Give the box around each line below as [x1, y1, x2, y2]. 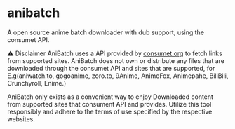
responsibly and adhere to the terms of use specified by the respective [7, 107, 213, 116]
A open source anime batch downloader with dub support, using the [7, 28, 205, 36]
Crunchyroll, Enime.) [7, 79, 67, 87]
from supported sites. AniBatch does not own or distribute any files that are [7, 56, 225, 64]
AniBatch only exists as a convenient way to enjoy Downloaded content [7, 93, 214, 101]
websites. [7, 114, 35, 123]
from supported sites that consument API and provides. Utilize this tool [7, 100, 212, 108]
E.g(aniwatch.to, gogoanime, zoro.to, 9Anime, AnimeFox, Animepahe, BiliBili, [7, 72, 229, 80]
